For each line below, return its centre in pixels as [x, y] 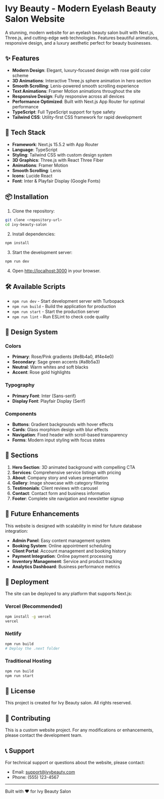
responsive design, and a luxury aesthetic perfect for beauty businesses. [79, 43]
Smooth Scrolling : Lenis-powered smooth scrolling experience [75, 86]
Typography [20, 385]
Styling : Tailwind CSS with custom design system [62, 155]
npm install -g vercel [28, 617]
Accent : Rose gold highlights [41, 372]
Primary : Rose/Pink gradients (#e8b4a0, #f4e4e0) [63, 357]
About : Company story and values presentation [60, 477]
